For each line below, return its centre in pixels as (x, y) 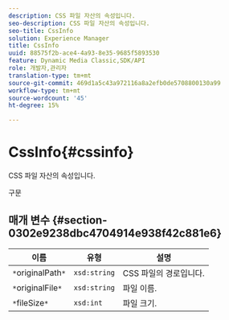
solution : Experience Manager (59, 38)
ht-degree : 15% (34, 105)
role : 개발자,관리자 (37, 68)
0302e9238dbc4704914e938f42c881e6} (115, 234)
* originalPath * (39, 273)
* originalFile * (37, 288)
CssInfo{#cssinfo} (71, 152)
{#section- (80, 221)
